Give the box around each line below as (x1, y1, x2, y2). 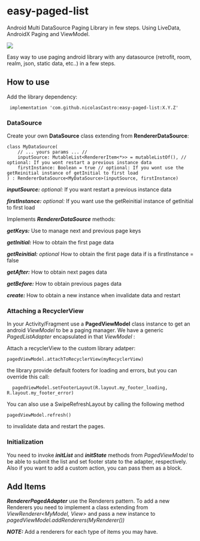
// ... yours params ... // (17, 149, 87, 156)
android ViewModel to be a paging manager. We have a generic (7, 327, 163, 334)
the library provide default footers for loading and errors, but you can (7, 367, 177, 374)
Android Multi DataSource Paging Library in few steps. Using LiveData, (7, 24, 181, 31)
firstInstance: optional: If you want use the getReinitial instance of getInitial (7, 198, 193, 205)
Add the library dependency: (7, 93, 77, 100)
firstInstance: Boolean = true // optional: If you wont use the (17, 165, 184, 171)
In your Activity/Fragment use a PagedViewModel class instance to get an (7, 320, 190, 328)
